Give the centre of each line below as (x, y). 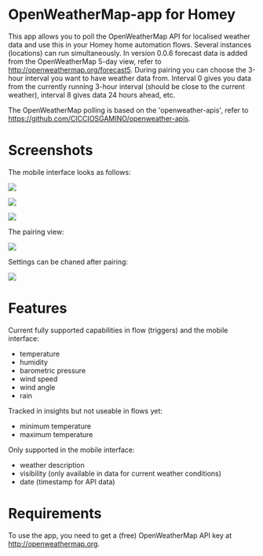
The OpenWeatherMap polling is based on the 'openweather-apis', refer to (128, 110)
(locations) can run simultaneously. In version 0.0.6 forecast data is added (128, 53)
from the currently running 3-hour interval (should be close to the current (126, 86)
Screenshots (51, 150)
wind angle (37, 387)
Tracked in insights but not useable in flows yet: (86, 410)
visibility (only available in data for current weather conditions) (121, 473)
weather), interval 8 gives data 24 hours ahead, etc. (92, 95)
